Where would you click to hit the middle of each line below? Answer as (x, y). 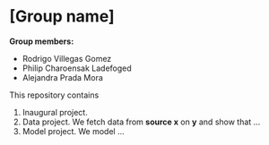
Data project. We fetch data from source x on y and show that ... (141, 122)
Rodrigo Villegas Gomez (67, 58)
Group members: (42, 41)
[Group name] (62, 17)
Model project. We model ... (74, 131)
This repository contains (54, 95)
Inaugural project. (55, 112)
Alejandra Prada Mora (62, 77)
